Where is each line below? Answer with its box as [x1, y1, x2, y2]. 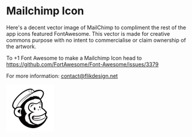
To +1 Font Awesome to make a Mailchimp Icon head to [6, 54, 142, 61]
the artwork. [6, 43, 36, 50]
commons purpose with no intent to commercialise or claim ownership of [6, 36, 187, 43]
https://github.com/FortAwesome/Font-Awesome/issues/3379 [6, 61, 159, 68]
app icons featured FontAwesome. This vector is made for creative [6, 30, 170, 37]
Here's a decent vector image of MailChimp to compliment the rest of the [6, 24, 187, 31]
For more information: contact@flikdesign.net [6, 72, 118, 79]
